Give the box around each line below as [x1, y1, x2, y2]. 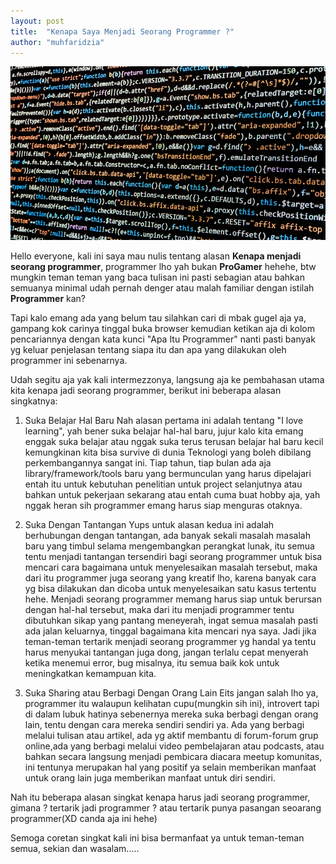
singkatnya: [10, 395, 58, 407]
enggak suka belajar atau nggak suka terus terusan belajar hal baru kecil [24, 435, 324, 447]
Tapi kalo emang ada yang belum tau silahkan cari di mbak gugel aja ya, [10, 311, 307, 324]
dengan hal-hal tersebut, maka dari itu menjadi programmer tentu [24, 603, 295, 615]
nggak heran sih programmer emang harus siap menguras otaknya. [24, 499, 303, 511]
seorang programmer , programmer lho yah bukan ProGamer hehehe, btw [10, 260, 317, 272]
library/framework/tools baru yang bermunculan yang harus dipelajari [24, 467, 312, 479]
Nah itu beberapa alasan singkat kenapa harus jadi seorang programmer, [10, 791, 311, 803]
